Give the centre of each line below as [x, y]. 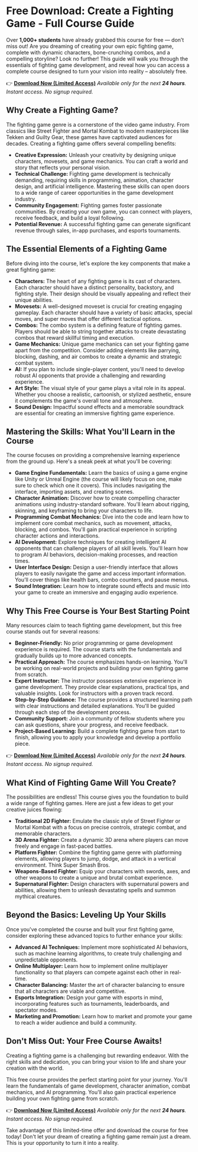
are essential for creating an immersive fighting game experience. [95, 413]
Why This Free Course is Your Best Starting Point [98, 611]
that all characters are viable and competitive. [70, 991]
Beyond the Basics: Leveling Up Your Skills [86, 915]
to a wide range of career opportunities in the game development [94, 192]
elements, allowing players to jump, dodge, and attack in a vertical [95, 859]
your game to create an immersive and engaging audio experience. [96, 593]
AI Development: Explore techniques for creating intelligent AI [90, 542]
